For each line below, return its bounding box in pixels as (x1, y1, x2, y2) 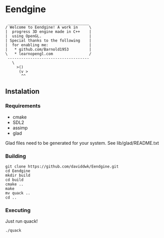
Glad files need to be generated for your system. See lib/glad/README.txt (5, 140, 159, 146)
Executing (5, 207, 31, 214)
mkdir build (5, 173, 30, 178)
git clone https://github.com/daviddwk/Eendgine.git (5, 164, 119, 169)
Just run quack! (5, 218, 38, 224)
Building (5, 152, 26, 160)
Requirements (5, 102, 41, 109)
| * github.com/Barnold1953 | (5, 47, 92, 52)
